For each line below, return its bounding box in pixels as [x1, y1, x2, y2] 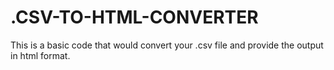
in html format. [10, 49, 71, 61]
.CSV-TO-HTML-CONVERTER [10, 6, 259, 29]
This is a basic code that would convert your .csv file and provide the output [10, 39, 324, 51]
